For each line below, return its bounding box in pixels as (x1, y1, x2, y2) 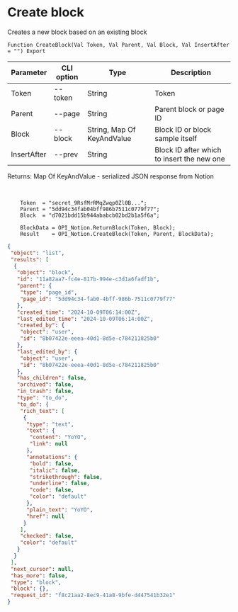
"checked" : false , (20, 533, 74, 540)
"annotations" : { (25, 453, 78, 460)
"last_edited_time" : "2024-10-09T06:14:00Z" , (16, 315, 154, 322)
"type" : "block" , (10, 579, 62, 586)
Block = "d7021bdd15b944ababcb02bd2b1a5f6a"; (20, 212, 160, 219)
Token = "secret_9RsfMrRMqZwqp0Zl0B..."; (20, 199, 147, 206)
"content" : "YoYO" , (29, 433, 87, 441)
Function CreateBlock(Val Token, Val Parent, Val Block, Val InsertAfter (7, 41, 230, 48)
